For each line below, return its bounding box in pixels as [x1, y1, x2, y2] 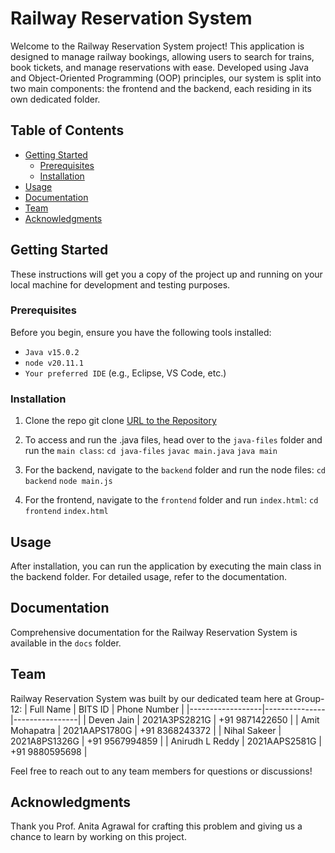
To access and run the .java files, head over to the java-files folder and [24, 434, 323, 446]
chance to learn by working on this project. [10, 831, 187, 843]
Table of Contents [10, 122, 125, 139]
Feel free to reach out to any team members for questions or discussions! [10, 765, 313, 777]
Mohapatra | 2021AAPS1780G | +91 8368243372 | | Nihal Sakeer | [10, 724, 282, 736]
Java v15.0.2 [24, 347, 80, 357]
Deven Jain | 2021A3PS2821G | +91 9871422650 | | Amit [88, 713, 320, 726]
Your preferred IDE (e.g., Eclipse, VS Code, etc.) [24, 367, 227, 379]
